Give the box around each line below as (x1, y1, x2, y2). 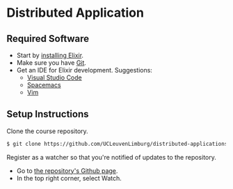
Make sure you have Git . (16, 59, 86, 67)
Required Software (6, 33, 90, 45)
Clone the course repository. (6, 127, 88, 135)
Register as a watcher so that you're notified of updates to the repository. (6, 153, 217, 161)
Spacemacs (26, 81, 61, 89)
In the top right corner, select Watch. (16, 174, 122, 182)
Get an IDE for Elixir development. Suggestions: (16, 66, 152, 74)
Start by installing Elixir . (16, 51, 84, 59)
